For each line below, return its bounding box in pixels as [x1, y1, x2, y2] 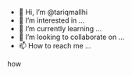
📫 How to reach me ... [18, 41, 91, 50]
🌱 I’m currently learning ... [18, 24, 102, 33]
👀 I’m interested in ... [18, 16, 85, 25]
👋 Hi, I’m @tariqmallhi [18, 8, 87, 16]
